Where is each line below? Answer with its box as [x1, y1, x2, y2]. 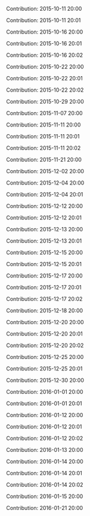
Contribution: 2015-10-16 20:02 [6, 52, 83, 59]
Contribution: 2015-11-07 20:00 [6, 110, 83, 116]
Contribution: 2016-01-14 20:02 [6, 481, 83, 488]
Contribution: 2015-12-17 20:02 [6, 295, 83, 302]
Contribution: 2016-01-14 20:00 [6, 458, 83, 465]
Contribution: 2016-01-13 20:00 [6, 446, 83, 453]
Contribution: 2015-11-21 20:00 [6, 156, 82, 163]
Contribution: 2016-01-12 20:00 [6, 412, 83, 418]
